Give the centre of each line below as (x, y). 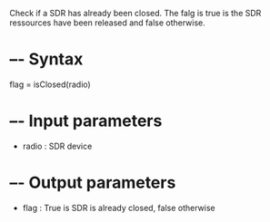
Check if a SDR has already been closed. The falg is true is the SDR (135, 13)
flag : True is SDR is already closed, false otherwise (119, 208)
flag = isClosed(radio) (50, 84)
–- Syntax (46, 59)
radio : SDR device (57, 146)
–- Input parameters (86, 121)
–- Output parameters (93, 183)
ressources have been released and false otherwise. (108, 23)
